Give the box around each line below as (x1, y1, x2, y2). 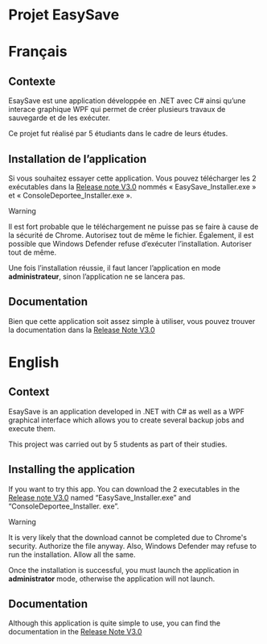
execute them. (8, 423, 56, 433)
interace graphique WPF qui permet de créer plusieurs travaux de (8, 105, 226, 114)
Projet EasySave (8, 6, 120, 24)
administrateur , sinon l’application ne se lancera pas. (8, 272, 186, 281)
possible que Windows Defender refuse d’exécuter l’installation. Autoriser (8, 239, 252, 248)
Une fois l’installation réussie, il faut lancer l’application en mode (8, 264, 221, 272)
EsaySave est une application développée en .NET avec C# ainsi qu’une (8, 96, 246, 106)
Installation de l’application (8, 152, 147, 166)
